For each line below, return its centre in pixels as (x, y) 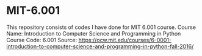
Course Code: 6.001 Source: (42, 40)
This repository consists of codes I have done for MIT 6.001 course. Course (101, 27)
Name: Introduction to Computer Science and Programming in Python (94, 33)
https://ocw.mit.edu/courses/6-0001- (125, 40)
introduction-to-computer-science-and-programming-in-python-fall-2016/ (100, 46)
